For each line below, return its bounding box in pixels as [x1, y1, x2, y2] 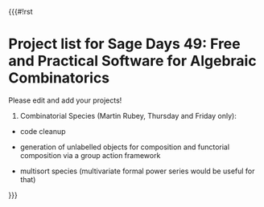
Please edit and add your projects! [8, 95, 122, 105]
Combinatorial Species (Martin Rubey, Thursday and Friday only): [19, 111, 237, 120]
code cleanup [19, 126, 66, 136]
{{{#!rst [8, 7, 34, 16]
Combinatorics [8, 69, 110, 87]
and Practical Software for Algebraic [8, 52, 257, 71]
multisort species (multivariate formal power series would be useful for [19, 166, 255, 176]
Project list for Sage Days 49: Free [8, 35, 241, 53]
